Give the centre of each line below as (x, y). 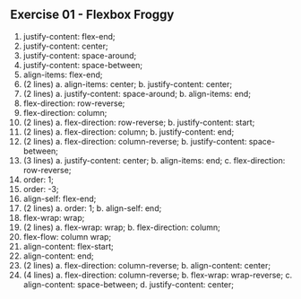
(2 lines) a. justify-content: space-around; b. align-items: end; (137, 93)
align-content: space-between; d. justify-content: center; (129, 284)
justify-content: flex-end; (69, 36)
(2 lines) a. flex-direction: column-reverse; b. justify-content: (135, 141)
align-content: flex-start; (69, 246)
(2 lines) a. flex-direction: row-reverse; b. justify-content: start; (139, 122)
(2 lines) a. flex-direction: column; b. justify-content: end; (129, 132)
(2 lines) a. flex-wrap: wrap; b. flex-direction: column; (121, 227)
